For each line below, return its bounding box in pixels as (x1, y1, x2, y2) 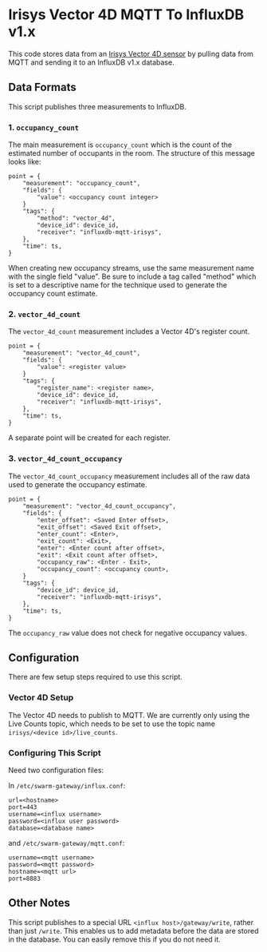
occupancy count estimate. (8, 289, 98, 299)
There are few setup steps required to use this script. (8, 672, 183, 682)
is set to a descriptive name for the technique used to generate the (8, 280, 227, 290)
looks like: (8, 157, 41, 167)
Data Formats (8, 81, 77, 94)
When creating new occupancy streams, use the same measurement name (8, 264, 255, 273)
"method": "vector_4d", (37, 214, 116, 223)
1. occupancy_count (8, 121, 80, 133)
